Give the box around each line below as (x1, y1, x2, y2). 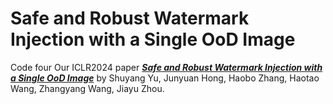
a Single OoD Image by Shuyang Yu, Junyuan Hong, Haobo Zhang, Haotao (10, 72, 320, 84)
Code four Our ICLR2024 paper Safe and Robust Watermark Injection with (10, 61, 323, 73)
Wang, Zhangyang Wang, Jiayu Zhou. (10, 82, 165, 94)
